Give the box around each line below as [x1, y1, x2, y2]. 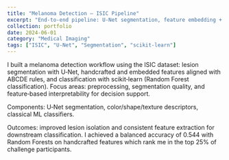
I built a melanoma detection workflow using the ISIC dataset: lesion [7, 61, 199, 68]
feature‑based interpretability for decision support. [7, 90, 151, 98]
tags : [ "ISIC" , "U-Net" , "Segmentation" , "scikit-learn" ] [7, 42, 176, 49]
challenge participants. [7, 145, 72, 153]
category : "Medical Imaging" [7, 36, 91, 42]
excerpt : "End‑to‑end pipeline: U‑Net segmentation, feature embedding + [7, 16, 223, 23]
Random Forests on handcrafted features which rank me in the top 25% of [7, 138, 217, 146]
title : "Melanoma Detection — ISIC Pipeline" [7, 10, 139, 17]
